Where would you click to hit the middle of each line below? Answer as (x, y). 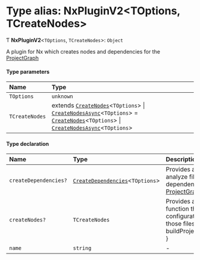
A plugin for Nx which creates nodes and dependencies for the (83, 51)
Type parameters (28, 71)
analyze (177, 177)
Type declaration (28, 143)
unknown (62, 97)
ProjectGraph (22, 58)
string (82, 248)
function (177, 209)
